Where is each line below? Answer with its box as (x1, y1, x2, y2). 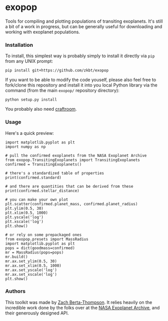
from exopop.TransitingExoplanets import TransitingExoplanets (5, 157, 140, 163)
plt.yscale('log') (5, 214, 44, 220)
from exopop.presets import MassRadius (5, 236, 89, 242)
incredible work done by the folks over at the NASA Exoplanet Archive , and (5, 304, 160, 310)
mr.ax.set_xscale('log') (5, 272, 57, 277)
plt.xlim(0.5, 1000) (5, 210, 49, 215)
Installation (5, 41, 34, 48)
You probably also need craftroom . (5, 106, 77, 112)
